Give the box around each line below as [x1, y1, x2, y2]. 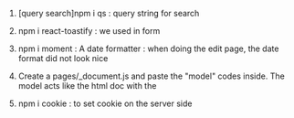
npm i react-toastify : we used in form [17, 26, 161, 36]
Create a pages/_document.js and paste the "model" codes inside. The [17, 70, 285, 81]
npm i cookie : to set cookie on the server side [17, 98, 193, 109]
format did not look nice [17, 53, 109, 63]
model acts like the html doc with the [17, 80, 157, 91]
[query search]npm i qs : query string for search [17, 8, 200, 18]
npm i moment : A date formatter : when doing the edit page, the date [17, 43, 279, 54]
